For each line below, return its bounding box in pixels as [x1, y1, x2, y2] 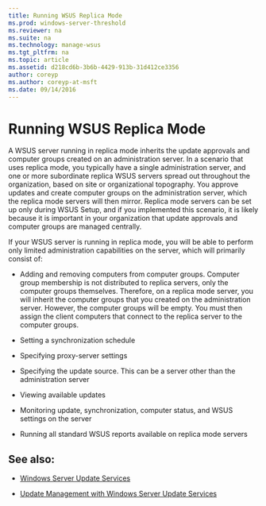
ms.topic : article [8, 56, 69, 64]
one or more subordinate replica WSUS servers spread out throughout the [8, 172, 250, 181]
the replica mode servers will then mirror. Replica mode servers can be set [8, 196, 252, 207]
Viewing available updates [19, 390, 106, 400]
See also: [8, 452, 56, 465]
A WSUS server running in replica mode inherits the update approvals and [8, 146, 250, 156]
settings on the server [19, 414, 92, 423]
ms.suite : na [8, 33, 52, 42]
